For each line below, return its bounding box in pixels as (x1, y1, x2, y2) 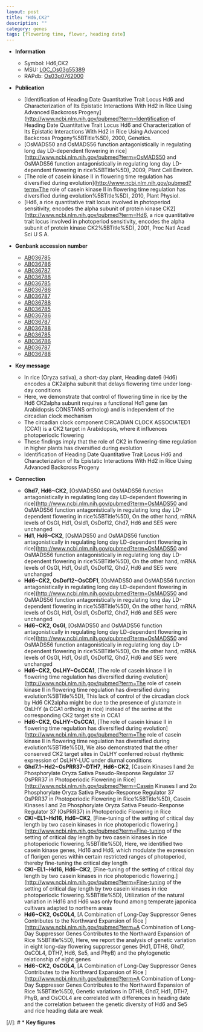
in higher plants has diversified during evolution (24, 445, 143, 452)
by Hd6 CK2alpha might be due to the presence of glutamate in (24, 699, 182, 706)
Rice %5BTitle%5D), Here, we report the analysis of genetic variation (24, 937, 196, 944)
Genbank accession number (14, 242, 88, 250)
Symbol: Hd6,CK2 (24, 60, 68, 67)
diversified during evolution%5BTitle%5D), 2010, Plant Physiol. (24, 192, 180, 199)
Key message (14, 362, 50, 369)
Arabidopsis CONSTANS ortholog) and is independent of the (24, 406, 175, 413)
